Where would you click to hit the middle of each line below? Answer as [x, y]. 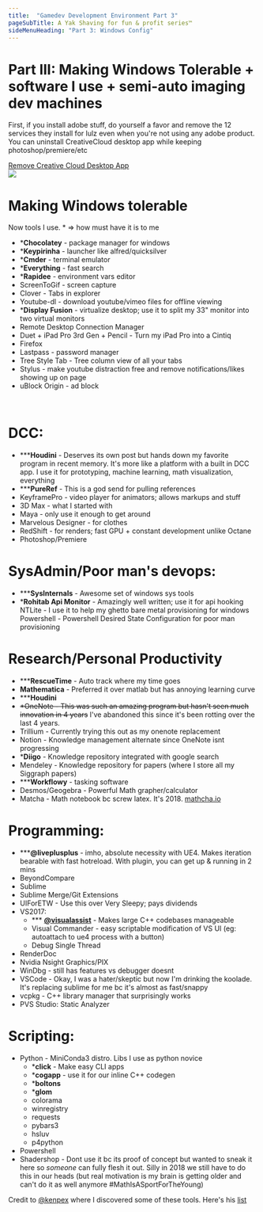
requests [46, 1117]
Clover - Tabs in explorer [60, 293]
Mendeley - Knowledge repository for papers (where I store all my [127, 765]
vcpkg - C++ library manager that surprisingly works [105, 996]
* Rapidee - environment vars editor [77, 276]
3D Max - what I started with [66, 506]
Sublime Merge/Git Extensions [69, 895]
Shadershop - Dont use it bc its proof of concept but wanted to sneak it [136, 1159]
